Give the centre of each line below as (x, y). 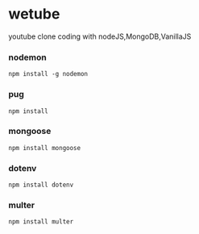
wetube (34, 14)
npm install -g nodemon (48, 74)
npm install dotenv (41, 185)
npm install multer (41, 222)
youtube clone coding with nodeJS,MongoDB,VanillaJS (100, 36)
